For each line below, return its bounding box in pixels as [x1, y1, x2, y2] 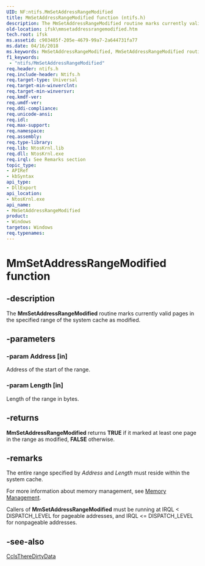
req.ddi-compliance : [6, 105, 59, 112]
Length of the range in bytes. [6, 395, 79, 403]
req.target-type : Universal [6, 77, 78, 83]
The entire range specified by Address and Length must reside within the [6, 469, 190, 476]
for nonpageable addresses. [6, 519, 77, 526]
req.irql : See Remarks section [6, 156, 86, 162]
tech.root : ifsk [6, 32, 48, 38]
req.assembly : [6, 134, 43, 140]
